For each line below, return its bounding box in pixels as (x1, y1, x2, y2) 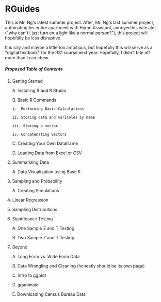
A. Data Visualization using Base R (12, 169, 81, 175)
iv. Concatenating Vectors (12, 132, 67, 137)
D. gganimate (12, 282, 39, 287)
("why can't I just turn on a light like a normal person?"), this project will (5, 30, 148, 36)
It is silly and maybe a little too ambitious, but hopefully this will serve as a (5, 44, 153, 50)
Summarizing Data (12, 159, 49, 165)
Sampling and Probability (12, 178, 63, 184)
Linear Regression (12, 197, 48, 203)
